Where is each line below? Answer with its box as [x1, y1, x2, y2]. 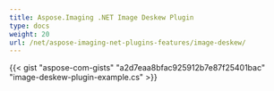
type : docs [9, 21, 50, 30]
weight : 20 [9, 29, 50, 38]
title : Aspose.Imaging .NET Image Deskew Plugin [9, 12, 194, 22]
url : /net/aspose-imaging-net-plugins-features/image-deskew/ [9, 37, 246, 47]
